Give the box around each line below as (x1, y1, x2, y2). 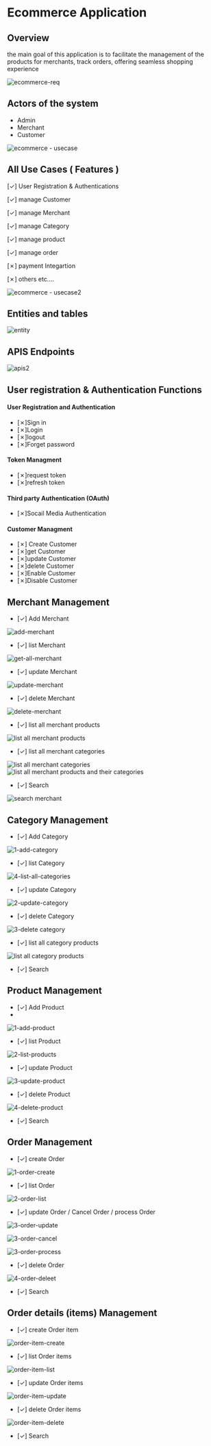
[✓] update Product (16, 1063, 73, 1071)
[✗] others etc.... (7, 275, 55, 283)
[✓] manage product (7, 235, 65, 243)
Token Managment (7, 456, 62, 464)
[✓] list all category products (16, 938, 99, 947)
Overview (7, 32, 50, 44)
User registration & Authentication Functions (7, 384, 202, 395)
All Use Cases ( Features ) (7, 164, 119, 175)
